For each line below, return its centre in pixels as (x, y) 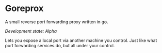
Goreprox (24, 8)
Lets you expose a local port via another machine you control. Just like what (81, 40)
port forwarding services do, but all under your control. (60, 45)
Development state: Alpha (31, 31)
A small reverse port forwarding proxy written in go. (57, 22)
